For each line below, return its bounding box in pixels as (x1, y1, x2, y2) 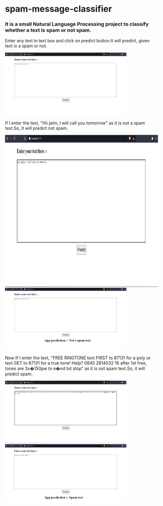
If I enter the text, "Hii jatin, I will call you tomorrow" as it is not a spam (5, 120, 145, 126)
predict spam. (5, 371, 33, 377)
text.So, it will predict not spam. (5, 125, 68, 131)
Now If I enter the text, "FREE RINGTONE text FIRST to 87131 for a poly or (5, 355, 151, 361)
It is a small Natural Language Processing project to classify (5, 21, 149, 28)
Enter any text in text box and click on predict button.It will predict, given (5, 38, 150, 44)
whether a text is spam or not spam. (5, 27, 92, 34)
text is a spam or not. (5, 43, 48, 49)
